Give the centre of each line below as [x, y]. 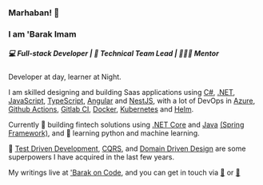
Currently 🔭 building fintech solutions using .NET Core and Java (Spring [126, 124]
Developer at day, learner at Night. [65, 77]
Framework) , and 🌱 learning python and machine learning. [104, 133]
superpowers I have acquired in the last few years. [91, 157]
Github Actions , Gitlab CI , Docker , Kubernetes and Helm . [101, 109]
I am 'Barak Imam [42, 33]
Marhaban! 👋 [34, 13]
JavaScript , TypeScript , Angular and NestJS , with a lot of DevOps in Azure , [132, 100]
